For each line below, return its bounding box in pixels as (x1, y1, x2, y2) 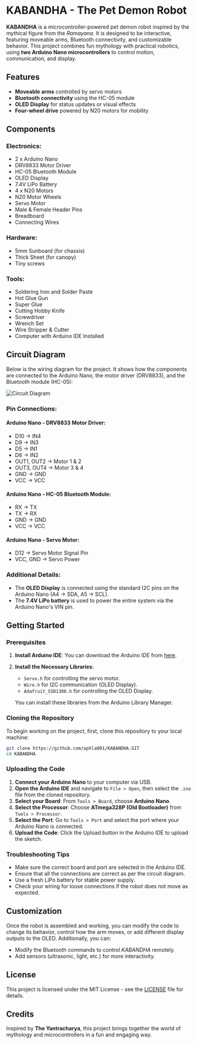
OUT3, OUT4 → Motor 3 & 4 (14, 464, 84, 471)
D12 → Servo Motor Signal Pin (14, 549, 89, 557)
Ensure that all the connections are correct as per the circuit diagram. (14, 870, 186, 877)
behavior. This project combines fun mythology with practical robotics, (6, 42, 180, 49)
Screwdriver (14, 314, 45, 321)
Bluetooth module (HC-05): (6, 378, 73, 385)
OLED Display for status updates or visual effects (14, 101, 136, 108)
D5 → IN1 (14, 445, 37, 452)
